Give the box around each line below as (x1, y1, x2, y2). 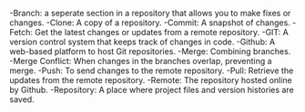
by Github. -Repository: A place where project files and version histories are (9, 85, 294, 95)
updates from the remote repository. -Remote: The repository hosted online (9, 75, 293, 85)
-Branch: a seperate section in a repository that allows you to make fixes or (9, 8, 291, 18)
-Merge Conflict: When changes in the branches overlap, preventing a (9, 56, 272, 66)
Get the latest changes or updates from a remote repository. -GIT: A (35, 27, 289, 37)
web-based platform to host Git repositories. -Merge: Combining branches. (9, 46, 291, 57)
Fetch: (9, 27, 34, 37)
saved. (9, 94, 35, 105)
